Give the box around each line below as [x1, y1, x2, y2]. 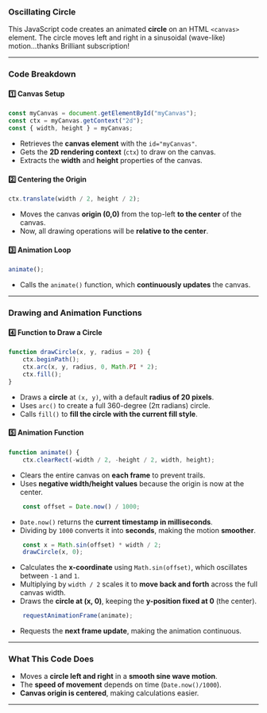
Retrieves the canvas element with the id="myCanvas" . [19, 138, 197, 149]
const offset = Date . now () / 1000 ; [22, 502, 141, 511]
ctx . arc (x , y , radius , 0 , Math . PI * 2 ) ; [22, 363, 158, 372]
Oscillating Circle [8, 6, 76, 18]
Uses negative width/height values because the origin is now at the [19, 478, 245, 488]
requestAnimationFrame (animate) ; [22, 612, 133, 620]
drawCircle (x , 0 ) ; [22, 548, 83, 556]
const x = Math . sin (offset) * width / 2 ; [22, 540, 161, 549]
